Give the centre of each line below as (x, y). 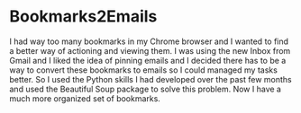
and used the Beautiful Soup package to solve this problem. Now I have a (146, 89)
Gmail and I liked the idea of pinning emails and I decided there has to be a (148, 60)
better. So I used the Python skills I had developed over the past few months (151, 79)
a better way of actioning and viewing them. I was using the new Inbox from (150, 50)
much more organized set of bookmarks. (85, 98)
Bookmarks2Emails (83, 17)
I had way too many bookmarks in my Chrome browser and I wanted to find (149, 41)
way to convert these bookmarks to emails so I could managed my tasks (143, 70)
